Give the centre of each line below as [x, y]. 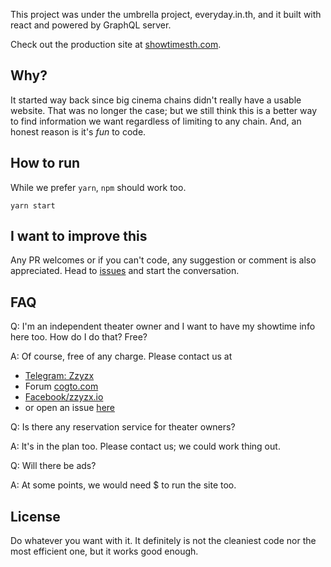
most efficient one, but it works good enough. [104, 551]
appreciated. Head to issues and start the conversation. [125, 271]
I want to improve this [79, 236]
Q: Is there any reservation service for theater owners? [123, 427]
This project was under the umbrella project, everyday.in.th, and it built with [166, 14]
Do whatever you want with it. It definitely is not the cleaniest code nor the [163, 541]
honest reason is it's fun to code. [78, 131]
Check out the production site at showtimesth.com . [116, 44]
